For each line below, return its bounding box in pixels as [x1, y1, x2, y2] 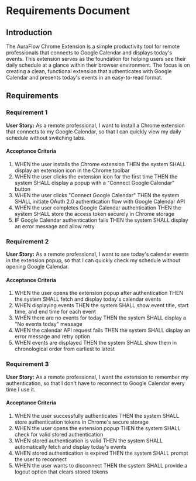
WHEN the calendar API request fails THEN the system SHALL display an [14, 327, 191, 334]
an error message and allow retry [14, 222, 95, 229]
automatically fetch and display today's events [14, 443, 127, 450]
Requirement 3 [6, 360, 49, 368]
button [14, 185, 31, 193]
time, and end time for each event [14, 308, 97, 315]
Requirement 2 [6, 237, 49, 245]
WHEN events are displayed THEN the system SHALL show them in [14, 339, 177, 346]
